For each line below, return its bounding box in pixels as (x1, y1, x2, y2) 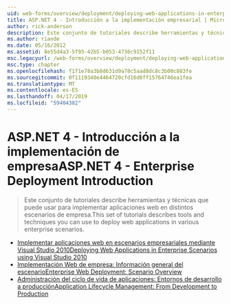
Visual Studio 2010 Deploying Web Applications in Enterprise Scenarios (16, 246, 218, 254)
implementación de (7, 144, 120, 160)
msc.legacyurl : (7, 55, 51, 62)
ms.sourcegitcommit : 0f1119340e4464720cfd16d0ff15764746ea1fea (7, 74, 192, 81)
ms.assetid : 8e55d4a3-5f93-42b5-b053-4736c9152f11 (7, 49, 155, 56)
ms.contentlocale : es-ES (7, 87, 78, 94)
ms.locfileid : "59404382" (7, 100, 81, 107)
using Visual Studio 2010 (16, 252, 87, 261)
